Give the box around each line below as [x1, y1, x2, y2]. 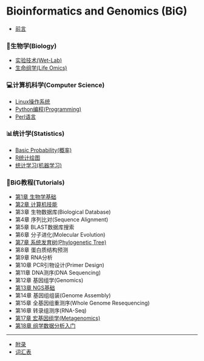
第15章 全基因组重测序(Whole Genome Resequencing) [15, 299, 150, 307]
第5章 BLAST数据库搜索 [15, 223, 75, 231]
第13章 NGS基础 [15, 284, 56, 292]
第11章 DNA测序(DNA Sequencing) [15, 269, 101, 277]
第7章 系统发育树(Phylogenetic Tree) [15, 238, 107, 246]
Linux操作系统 [15, 98, 50, 105]
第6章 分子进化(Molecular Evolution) [15, 231, 106, 238]
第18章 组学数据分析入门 [15, 322, 76, 329]
